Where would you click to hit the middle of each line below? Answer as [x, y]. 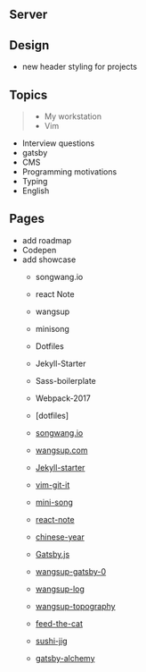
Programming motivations [69, 172]
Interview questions [58, 143]
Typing [35, 182]
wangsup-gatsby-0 [71, 571]
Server [28, 15]
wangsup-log [60, 589]
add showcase [49, 259]
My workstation [73, 116]
